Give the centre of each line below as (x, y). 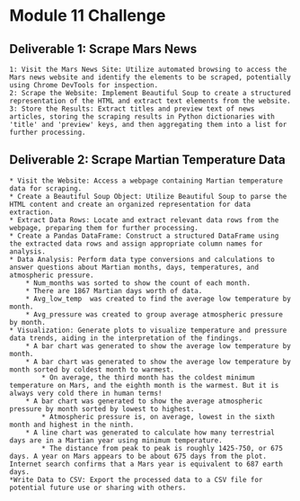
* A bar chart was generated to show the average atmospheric (144, 401)
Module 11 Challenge (88, 16)
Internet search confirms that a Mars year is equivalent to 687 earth (146, 464)
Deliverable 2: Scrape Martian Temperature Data (147, 160)
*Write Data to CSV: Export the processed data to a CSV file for (136, 479)
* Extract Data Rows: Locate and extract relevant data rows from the (144, 220)
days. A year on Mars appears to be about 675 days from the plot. (138, 456)
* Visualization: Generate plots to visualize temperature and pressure (148, 330)
